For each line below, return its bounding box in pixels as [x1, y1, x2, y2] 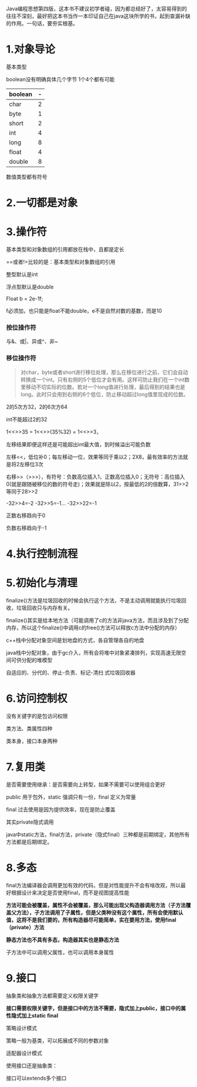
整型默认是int [6, 271, 38, 278]
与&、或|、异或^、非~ [6, 338, 59, 345]
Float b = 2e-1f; [6, 295, 43, 302]
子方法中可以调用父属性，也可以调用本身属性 [6, 949, 114, 956]
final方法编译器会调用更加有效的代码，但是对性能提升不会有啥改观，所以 [6, 881, 181, 889]
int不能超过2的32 [6, 416, 47, 423]
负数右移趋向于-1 [6, 524, 47, 531]
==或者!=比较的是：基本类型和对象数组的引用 [6, 259, 116, 266]
